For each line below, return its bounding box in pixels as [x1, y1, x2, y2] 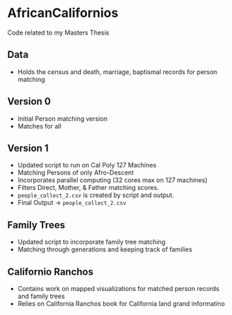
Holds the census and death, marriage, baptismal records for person [17, 67, 218, 76]
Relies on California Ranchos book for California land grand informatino [17, 299, 225, 308]
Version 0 [7, 95, 51, 107]
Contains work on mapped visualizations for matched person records [17, 285, 220, 292]
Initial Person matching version [17, 114, 108, 123]
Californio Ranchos [7, 266, 94, 278]
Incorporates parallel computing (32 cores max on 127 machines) [17, 176, 208, 184]
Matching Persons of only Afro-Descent [17, 168, 134, 177]
